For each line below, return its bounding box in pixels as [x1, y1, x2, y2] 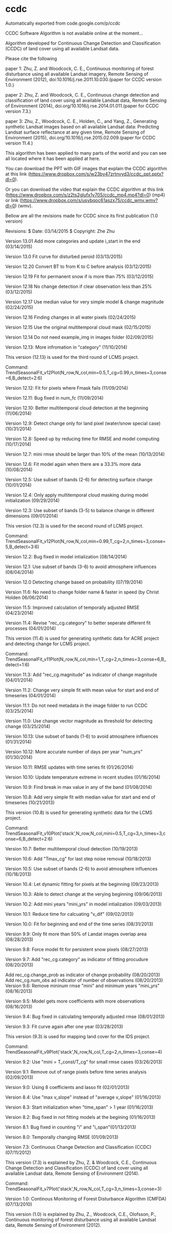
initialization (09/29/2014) [5, 497, 60, 503]
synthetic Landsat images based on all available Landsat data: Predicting [5, 123, 159, 130]
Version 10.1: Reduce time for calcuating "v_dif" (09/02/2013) [5, 911, 134, 917]
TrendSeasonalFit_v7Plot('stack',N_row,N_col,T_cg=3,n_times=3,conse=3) [5, 1186, 162, 1192]
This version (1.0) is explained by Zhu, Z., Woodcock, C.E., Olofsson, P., [5, 1211, 157, 1217]
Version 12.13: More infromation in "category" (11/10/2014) [5, 344, 127, 350]
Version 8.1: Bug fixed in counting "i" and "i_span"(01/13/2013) [5, 1124, 137, 1130]
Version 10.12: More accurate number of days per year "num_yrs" [5, 749, 143, 755]
